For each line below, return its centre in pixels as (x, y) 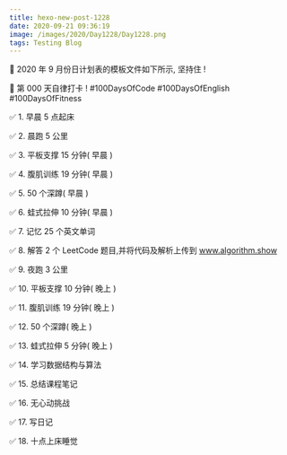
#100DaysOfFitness (46, 99)
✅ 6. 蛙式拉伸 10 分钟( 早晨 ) (61, 213)
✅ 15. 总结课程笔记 (43, 384)
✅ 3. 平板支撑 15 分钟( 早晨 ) (61, 155)
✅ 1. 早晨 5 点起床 (42, 117)
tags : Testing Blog (46, 43)
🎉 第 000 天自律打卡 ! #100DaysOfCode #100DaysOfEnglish (120, 88)
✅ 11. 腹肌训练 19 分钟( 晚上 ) (62, 308)
